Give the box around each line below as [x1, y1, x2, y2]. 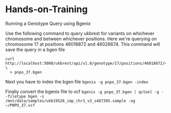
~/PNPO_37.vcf [5, 103, 36, 108]
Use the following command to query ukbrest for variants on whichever [5, 30, 155, 36]
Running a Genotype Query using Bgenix [5, 20, 91, 26]
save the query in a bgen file [5, 46, 65, 52]
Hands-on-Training [5, 4, 88, 15]
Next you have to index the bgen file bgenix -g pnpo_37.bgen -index [5, 78, 149, 84]
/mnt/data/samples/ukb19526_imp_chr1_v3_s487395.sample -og [5, 98, 136, 103]
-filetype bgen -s [5, 94, 44, 99]
